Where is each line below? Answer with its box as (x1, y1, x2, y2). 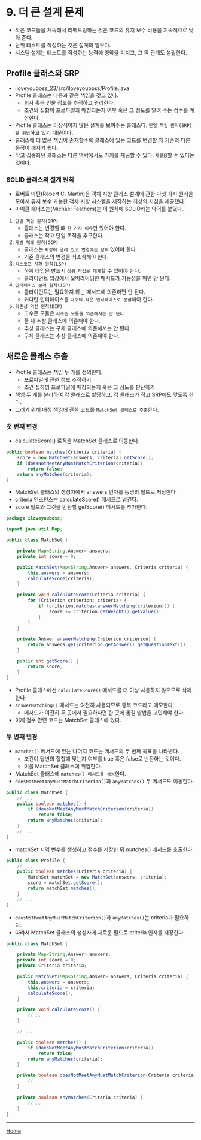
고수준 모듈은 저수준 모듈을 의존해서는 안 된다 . (23, 310, 126, 317)
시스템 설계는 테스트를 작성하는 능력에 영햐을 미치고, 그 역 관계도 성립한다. (14, 49, 187, 56)
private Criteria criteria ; (17, 963, 87, 969)
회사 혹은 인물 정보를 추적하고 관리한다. (23, 99, 115, 106)
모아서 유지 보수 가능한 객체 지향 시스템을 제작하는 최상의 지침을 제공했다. (14, 198, 186, 205)
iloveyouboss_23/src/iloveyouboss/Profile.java (14, 85, 130, 92)
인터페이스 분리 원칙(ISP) (14, 282, 71, 288)
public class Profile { (6, 858, 66, 864)
